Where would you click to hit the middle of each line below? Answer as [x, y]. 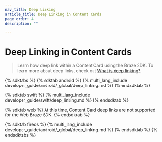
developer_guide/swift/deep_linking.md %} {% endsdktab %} [67, 100]
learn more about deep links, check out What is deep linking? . [79, 71]
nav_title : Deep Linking [30, 10]
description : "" [22, 23]
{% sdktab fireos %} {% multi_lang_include [48, 125]
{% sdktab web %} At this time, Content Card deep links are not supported [80, 110]
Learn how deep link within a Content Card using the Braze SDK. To [85, 66]
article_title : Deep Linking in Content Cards [53, 14]
